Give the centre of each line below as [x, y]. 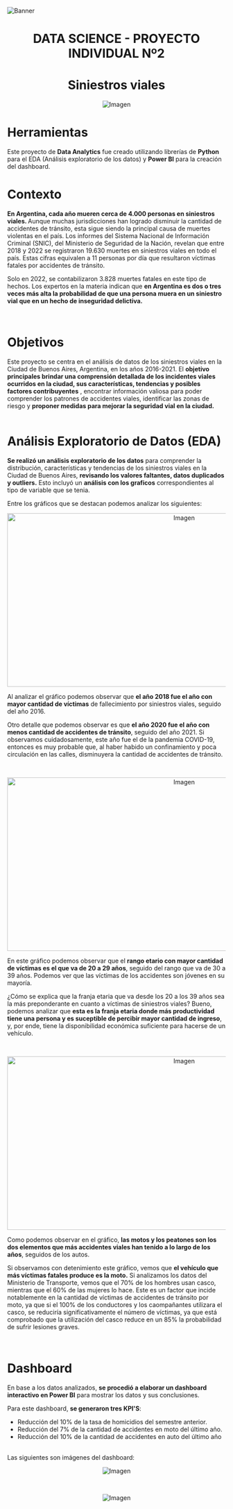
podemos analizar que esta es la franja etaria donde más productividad [111, 1011]
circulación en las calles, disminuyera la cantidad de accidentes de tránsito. [115, 754]
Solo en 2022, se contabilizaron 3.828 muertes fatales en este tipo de [107, 279]
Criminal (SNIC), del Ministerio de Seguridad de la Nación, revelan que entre [116, 243]
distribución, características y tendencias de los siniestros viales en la [107, 468]
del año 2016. [26, 711]
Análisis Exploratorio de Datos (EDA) [114, 441]
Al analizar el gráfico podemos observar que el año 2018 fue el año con [110, 696]
